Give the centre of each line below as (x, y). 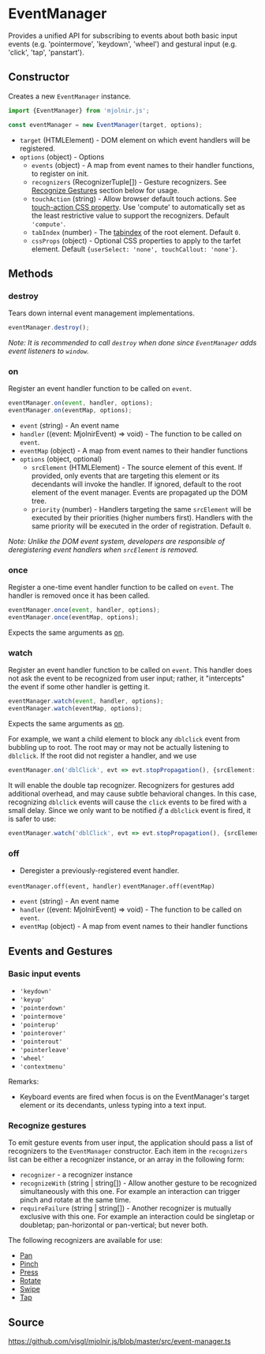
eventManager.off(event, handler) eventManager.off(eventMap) (112, 887)
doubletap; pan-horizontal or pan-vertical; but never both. (114, 1225)
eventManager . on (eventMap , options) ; (70, 411)
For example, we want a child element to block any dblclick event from (124, 739)
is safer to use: (32, 819)
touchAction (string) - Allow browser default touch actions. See (134, 199)
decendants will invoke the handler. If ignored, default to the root (136, 484)
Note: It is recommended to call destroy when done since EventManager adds (132, 343)
